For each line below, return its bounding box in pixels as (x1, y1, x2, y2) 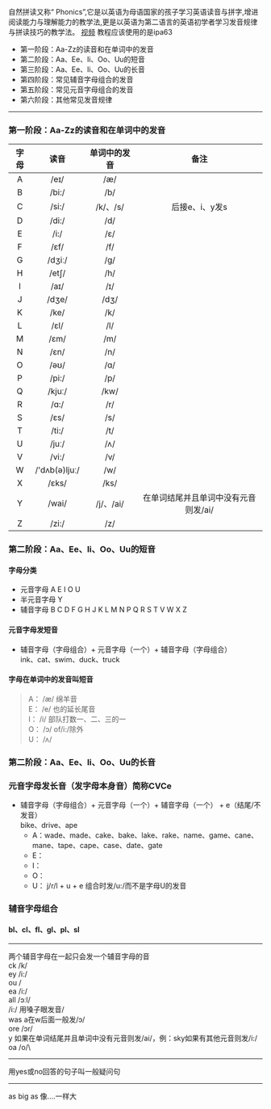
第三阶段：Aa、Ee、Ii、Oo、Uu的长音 (19, 65, 145, 74)
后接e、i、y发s (171, 201, 228, 212)
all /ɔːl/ (8, 995, 31, 1005)
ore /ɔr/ (8, 1024, 34, 1034)
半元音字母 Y (19, 594, 63, 604)
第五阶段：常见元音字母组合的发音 (19, 85, 134, 95)
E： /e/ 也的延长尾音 (27, 704, 96, 713)
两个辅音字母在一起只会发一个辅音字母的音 (8, 951, 150, 961)
